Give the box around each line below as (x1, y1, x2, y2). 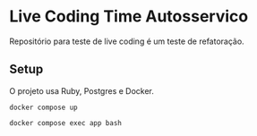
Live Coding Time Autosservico (9, 6, 249, 27)
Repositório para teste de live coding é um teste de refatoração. (9, 36, 244, 47)
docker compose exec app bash (9, 118, 123, 127)
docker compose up (9, 103, 78, 112)
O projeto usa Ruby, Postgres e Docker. (9, 85, 155, 96)
